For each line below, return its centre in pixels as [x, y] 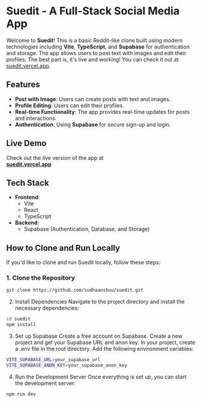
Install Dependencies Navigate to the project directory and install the [100, 302]
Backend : [27, 223]
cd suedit [19, 319]
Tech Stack [28, 183]
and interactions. [36, 118]
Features [23, 85]
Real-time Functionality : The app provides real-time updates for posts [102, 111]
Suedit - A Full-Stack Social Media [93, 11]
